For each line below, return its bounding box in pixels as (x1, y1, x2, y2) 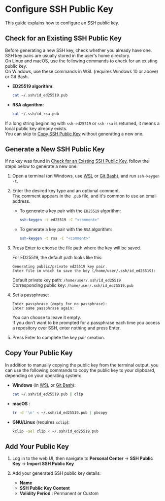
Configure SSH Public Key (5, 3, 114, 15)
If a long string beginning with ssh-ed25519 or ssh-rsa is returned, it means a (5, 120, 160, 126)
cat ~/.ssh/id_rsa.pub (12, 111, 59, 116)
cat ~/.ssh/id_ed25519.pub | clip (12, 392, 83, 397)
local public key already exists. (5, 125, 67, 132)
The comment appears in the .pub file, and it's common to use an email (12, 193, 157, 199)
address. (12, 198, 31, 204)
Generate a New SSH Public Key (5, 145, 105, 153)
